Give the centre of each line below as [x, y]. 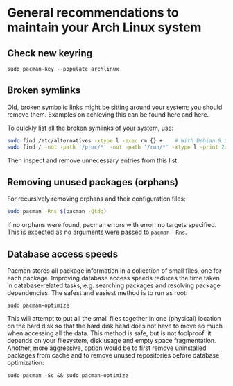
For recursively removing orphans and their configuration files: [96, 199]
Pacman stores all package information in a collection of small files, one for [114, 271]
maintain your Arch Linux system [104, 27]
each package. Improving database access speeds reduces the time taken [114, 278]
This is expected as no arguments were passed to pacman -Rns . [97, 232]
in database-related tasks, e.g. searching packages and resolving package [114, 285]
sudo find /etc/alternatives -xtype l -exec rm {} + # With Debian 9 [114, 140]
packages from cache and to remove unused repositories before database [113, 355]
